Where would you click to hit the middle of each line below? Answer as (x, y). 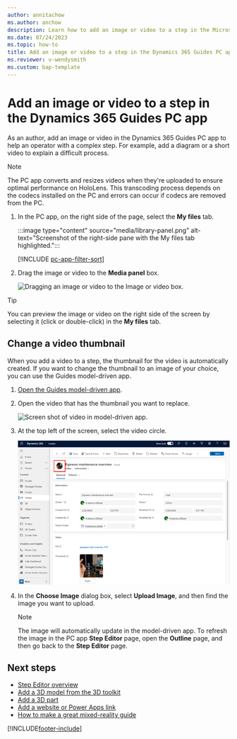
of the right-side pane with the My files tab (133, 238)
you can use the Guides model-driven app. (69, 376)
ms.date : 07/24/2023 (38, 38)
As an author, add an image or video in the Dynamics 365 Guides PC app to (117, 137)
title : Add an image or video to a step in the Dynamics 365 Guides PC (115, 52)
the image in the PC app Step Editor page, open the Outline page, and (120, 638)
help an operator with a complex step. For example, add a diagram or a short (119, 145)
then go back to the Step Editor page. (73, 646)
